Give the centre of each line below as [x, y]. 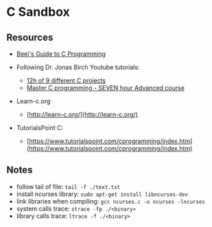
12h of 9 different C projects [66, 80]
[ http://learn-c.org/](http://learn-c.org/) [82, 115]
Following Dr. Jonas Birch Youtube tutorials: [78, 67]
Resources [30, 37]
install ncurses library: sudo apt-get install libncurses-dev [102, 194]
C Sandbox [38, 12]
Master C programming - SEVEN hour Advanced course [105, 88]
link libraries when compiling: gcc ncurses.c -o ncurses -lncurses [110, 201]
